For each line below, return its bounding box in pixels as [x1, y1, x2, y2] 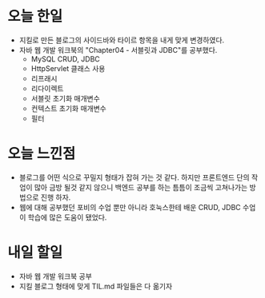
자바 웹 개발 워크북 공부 [18, 271, 93, 280]
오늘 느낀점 [7, 145, 76, 163]
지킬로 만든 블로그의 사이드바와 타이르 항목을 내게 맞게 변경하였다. [18, 35, 225, 45]
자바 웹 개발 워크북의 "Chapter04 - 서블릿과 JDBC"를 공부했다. [18, 45, 218, 54]
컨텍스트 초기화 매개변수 [30, 103, 107, 113]
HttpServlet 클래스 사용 [30, 63, 106, 73]
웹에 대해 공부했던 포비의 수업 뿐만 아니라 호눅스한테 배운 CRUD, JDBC [18, 202, 241, 212]
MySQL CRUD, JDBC [30, 54, 101, 64]
